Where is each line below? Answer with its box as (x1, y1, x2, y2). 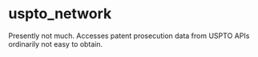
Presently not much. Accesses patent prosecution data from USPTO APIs (8, 31, 250, 40)
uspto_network (8, 5, 112, 23)
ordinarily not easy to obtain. (8, 39, 103, 48)
